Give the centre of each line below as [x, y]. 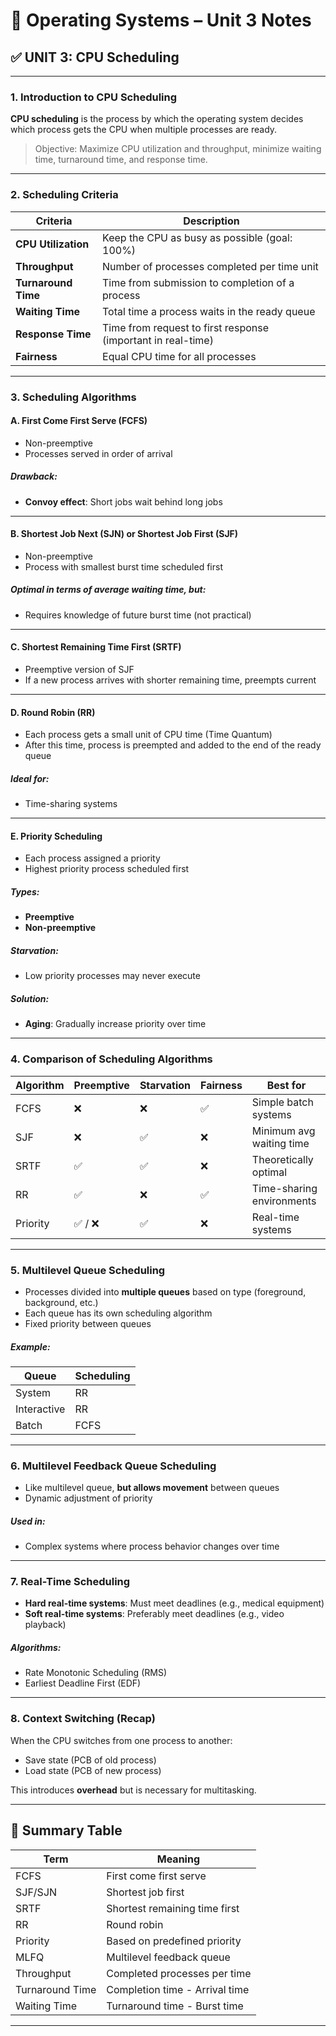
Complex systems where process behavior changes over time [152, 1546]
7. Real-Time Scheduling [70, 1582]
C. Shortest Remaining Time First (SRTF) [96, 647]
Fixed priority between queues [88, 1323]
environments [284, 1201]
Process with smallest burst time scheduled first [123, 566]
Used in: [28, 1521]
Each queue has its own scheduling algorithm [118, 1313]
